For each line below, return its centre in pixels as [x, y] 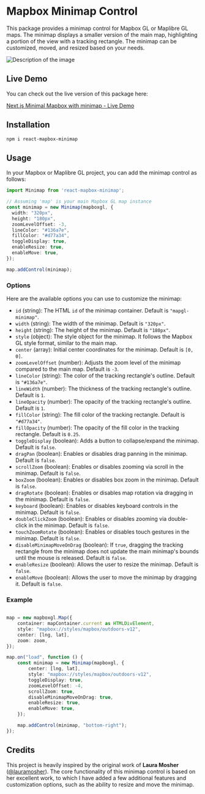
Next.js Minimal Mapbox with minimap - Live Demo [70, 105]
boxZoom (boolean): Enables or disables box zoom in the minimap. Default [107, 480]
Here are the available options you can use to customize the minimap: [94, 298]
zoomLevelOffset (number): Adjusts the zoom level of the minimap [98, 362]
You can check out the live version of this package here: [77, 94]
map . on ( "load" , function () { [45, 657]
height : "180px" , [34, 219]
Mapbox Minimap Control [72, 11]
